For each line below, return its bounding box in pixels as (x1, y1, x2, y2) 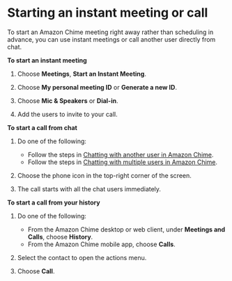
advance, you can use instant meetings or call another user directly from (7, 35, 216, 43)
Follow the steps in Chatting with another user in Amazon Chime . (27, 150, 214, 159)
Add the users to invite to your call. (17, 110, 118, 118)
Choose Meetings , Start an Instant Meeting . (17, 70, 146, 78)
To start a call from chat (7, 123, 78, 131)
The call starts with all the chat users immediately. (17, 184, 162, 193)
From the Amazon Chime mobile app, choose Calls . (27, 240, 176, 248)
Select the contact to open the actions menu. (17, 253, 147, 262)
